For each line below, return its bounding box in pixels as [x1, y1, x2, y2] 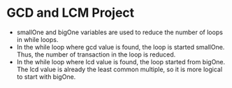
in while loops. [16, 35, 59, 43]
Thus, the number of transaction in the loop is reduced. [16, 50, 176, 59]
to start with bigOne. [16, 72, 76, 81]
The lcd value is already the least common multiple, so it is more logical [16, 65, 223, 73]
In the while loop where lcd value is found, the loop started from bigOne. [16, 57, 226, 66]
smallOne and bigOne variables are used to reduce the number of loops [16, 28, 223, 36]
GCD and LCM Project [6, 5, 135, 21]
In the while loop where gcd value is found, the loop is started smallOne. [16, 43, 225, 51]
